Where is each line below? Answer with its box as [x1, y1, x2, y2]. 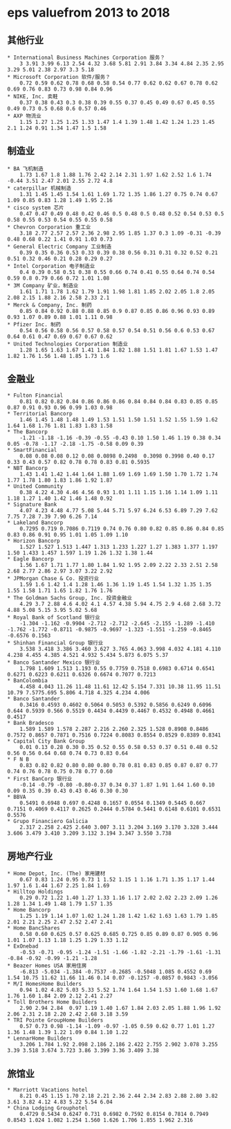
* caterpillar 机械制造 [7, 185, 71, 192]
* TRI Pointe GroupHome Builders [7, 1017, 104, 1024]
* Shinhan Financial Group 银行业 [7, 639, 104, 647]
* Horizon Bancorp [7, 537, 60, 544]
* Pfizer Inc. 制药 [7, 320, 62, 328]
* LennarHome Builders [7, 1035, 73, 1042]
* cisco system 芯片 [7, 204, 64, 211]
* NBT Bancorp [7, 464, 48, 471]
